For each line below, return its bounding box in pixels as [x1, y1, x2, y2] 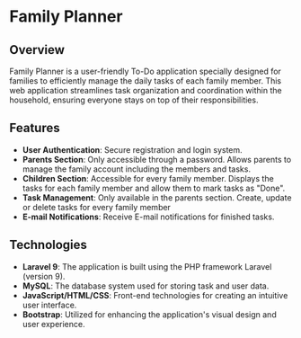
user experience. [22, 318, 85, 329]
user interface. [22, 299, 77, 310]
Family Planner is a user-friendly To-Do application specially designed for [9, 66, 281, 76]
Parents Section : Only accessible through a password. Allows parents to [22, 154, 292, 165]
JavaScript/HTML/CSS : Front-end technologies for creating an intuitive [22, 289, 288, 300]
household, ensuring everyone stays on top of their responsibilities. [9, 94, 259, 105]
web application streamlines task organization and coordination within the [9, 85, 282, 95]
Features [9, 120, 60, 136]
